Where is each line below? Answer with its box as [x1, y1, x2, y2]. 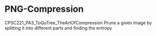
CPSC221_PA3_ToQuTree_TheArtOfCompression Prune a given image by [4, 20, 152, 26]
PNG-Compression [4, 3, 84, 15]
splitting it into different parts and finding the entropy [4, 25, 112, 31]
